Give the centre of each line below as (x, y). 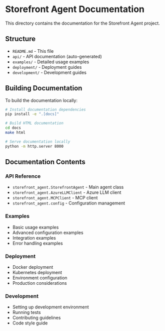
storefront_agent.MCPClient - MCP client (55, 198)
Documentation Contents (45, 162)
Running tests (26, 312)
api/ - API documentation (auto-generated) (57, 56)
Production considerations (39, 283)
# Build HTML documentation (34, 123)
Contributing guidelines (36, 318)
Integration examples (34, 238)
